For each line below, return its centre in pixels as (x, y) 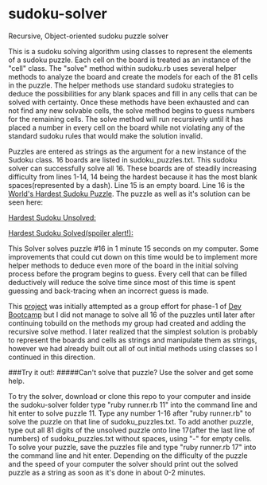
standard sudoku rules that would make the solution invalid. (106, 135)
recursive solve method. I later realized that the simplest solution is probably (133, 331)
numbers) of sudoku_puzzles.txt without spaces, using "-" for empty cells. (130, 438)
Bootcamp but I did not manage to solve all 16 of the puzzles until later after (132, 315)
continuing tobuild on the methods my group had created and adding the (127, 323)
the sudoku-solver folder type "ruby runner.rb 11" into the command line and (133, 405)
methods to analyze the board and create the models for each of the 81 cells (133, 76)
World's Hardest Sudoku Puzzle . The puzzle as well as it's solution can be (129, 194)
